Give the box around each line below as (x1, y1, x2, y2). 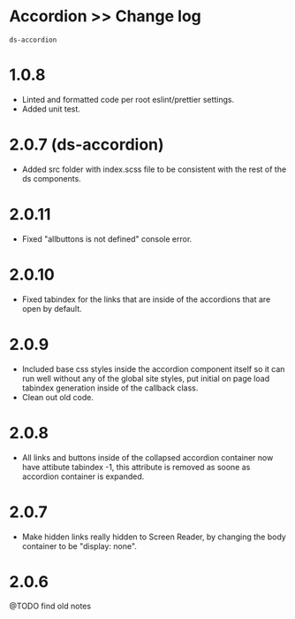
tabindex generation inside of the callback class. (21, 383, 199, 393)
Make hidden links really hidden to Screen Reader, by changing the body (21, 531, 287, 542)
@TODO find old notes (9, 600, 91, 612)
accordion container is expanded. (21, 471, 145, 482)
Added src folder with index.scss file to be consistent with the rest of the (21, 164, 287, 174)
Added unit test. (21, 104, 81, 114)
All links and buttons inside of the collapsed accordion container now (21, 452, 274, 462)
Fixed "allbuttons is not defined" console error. (21, 233, 193, 244)
